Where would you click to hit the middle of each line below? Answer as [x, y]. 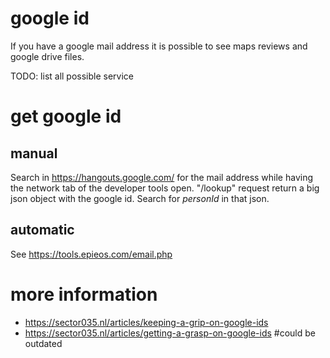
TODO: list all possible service [72, 76]
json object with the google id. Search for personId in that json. [140, 198]
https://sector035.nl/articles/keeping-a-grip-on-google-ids [146, 322]
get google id [66, 116]
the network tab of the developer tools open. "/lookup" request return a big [165, 188]
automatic [42, 230]
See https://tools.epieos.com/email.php [91, 254]
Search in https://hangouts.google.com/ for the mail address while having [162, 177]
